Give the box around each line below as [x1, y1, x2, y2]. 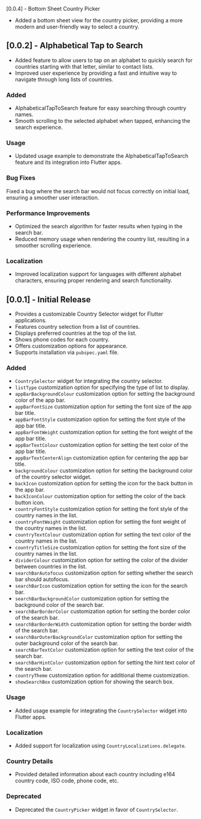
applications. [14, 317, 47, 324]
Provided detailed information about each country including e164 [14, 771, 176, 778]
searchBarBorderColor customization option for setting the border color [14, 608, 191, 615]
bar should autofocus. [14, 576, 70, 583]
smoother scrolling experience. [14, 242, 92, 249]
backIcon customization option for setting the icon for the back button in [14, 480, 193, 487]
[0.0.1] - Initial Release [6, 294, 91, 305]
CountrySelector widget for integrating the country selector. [14, 378, 163, 385]
